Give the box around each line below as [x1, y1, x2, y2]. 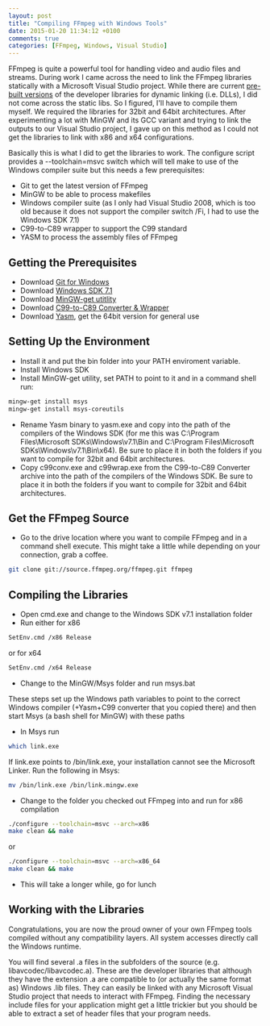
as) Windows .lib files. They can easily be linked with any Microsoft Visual [8, 982, 254, 992]
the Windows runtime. [8, 941, 82, 951]
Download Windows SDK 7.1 [19, 286, 113, 295]
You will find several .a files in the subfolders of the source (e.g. [8, 957, 220, 966]
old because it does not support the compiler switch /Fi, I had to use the [19, 206, 260, 216]
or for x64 [8, 648, 42, 657]
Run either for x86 [19, 618, 81, 628]
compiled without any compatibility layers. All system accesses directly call [8, 932, 259, 942]
